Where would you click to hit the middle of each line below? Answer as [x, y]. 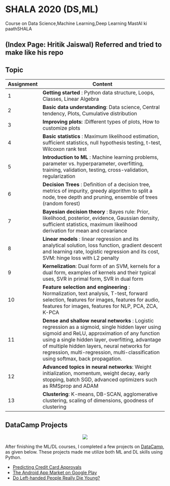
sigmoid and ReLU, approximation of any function [101, 333]
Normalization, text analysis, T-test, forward [95, 293]
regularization [59, 176]
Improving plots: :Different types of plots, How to [101, 122]
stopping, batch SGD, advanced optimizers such [100, 380]
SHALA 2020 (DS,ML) [52, 9]
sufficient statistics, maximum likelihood [90, 225]
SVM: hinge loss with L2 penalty [81, 258]
